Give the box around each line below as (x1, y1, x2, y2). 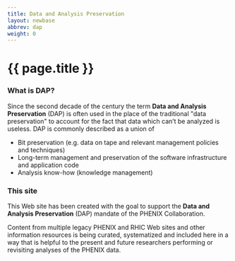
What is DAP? (7, 86, 55, 95)
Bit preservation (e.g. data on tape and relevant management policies (17, 138, 219, 146)
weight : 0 (7, 30, 37, 37)
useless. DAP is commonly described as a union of (7, 124, 155, 133)
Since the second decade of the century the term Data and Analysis (7, 102, 207, 110)
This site (7, 185, 37, 195)
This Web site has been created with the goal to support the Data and (7, 202, 210, 211)
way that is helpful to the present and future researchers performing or (7, 238, 213, 247)
